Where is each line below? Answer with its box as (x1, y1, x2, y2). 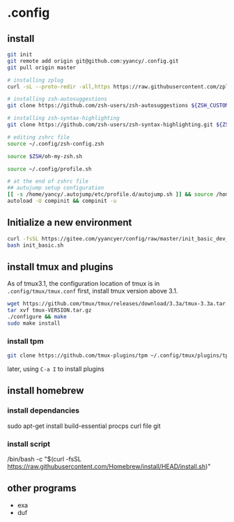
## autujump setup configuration (7, 185, 104, 192)
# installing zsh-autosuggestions (7, 95, 108, 102)
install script (7, 439, 51, 449)
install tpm (7, 336, 44, 346)
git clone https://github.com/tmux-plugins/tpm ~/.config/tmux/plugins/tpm (7, 352, 232, 360)
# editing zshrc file (7, 134, 70, 141)
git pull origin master (7, 64, 77, 71)
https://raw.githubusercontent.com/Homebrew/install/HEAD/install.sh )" (7, 462, 211, 470)
